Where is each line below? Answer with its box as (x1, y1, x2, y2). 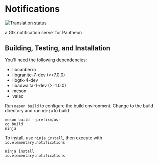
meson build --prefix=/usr (5, 117, 61, 122)
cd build (5, 121, 23, 127)
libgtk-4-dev (12, 77, 38, 83)
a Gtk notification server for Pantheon (5, 29, 82, 35)
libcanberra (12, 66, 36, 72)
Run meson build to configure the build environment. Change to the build (5, 103, 154, 109)
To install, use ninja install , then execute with (5, 135, 103, 141)
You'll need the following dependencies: (5, 57, 87, 63)
